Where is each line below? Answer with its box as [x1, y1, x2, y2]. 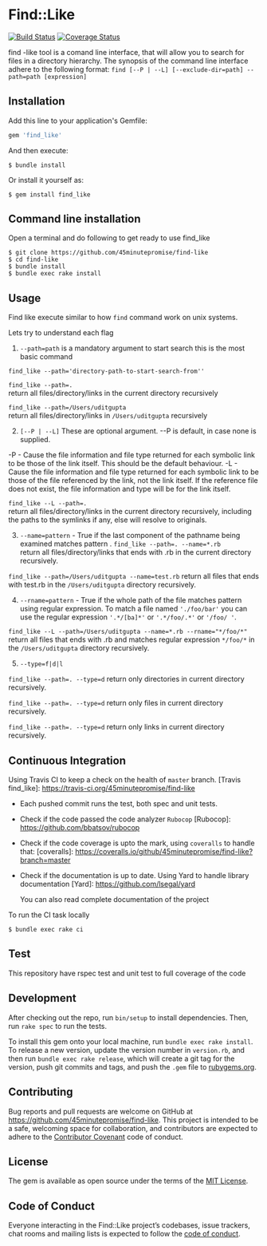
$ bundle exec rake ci [8, 926, 84, 934]
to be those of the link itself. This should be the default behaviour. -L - [8, 459, 238, 469]
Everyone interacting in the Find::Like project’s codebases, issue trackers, [8, 1220, 251, 1230]
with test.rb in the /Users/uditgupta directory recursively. [8, 580, 197, 590]
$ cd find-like [8, 255, 59, 264]
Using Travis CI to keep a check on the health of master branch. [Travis [8, 775, 241, 785]
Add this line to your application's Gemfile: [8, 116, 147, 125]
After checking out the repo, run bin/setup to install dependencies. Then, [8, 1012, 249, 1023]
